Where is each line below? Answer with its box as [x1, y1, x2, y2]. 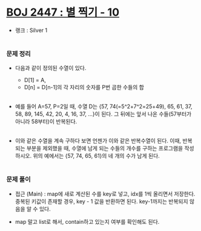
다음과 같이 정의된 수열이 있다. [15, 65, 87, 72]
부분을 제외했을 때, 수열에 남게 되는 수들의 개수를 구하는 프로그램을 [26, 145, 183, 152]
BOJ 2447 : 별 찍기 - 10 [6, 5, 120, 19]
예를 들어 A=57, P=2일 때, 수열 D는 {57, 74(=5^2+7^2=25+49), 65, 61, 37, [15, 103, 193, 110]
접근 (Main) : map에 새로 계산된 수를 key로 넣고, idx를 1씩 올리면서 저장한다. [15, 190, 196, 197]
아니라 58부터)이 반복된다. [15, 118, 77, 125]
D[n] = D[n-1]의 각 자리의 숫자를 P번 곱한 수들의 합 [24, 84, 144, 91]
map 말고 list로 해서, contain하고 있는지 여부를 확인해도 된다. [15, 218, 160, 225]
